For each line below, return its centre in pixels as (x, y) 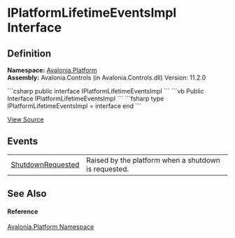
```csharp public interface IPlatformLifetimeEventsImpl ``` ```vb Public (106, 91)
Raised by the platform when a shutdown (153, 160)
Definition (29, 53)
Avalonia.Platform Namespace (51, 227)
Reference (23, 211)
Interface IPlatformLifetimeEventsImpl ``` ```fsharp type (86, 98)
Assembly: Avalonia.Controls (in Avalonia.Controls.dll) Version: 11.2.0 (107, 77)
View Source (26, 119)
